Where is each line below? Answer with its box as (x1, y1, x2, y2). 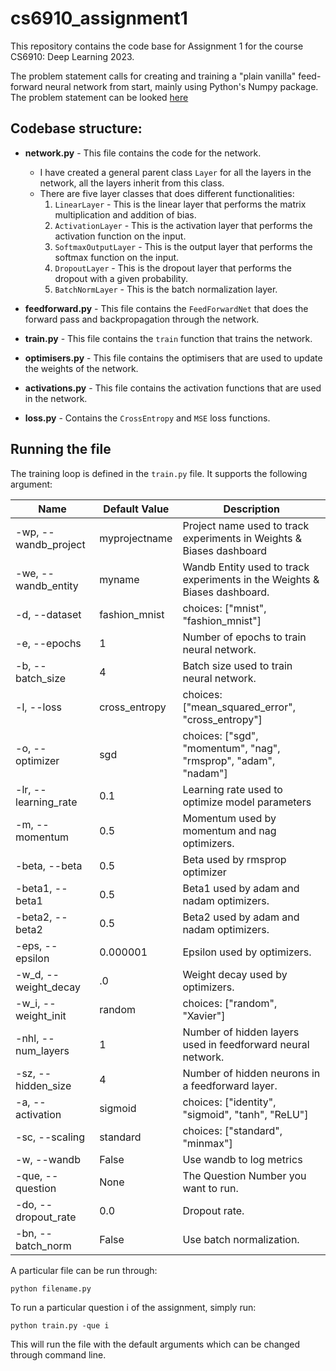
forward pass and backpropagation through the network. (24, 313, 260, 325)
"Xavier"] (182, 1008, 226, 1022)
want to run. (182, 1181, 239, 1195)
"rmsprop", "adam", (182, 753, 276, 767)
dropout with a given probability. (54, 272, 189, 284)
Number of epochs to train (182, 630, 307, 644)
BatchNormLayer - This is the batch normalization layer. (54, 283, 278, 295)
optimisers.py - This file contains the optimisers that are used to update (24, 352, 323, 364)
